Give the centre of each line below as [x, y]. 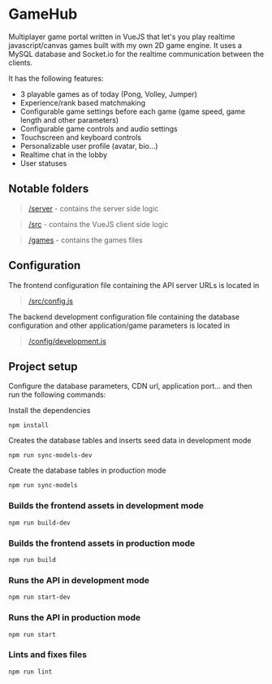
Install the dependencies [50, 411]
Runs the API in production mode [75, 617]
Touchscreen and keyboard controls [81, 137]
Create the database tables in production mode [87, 471]
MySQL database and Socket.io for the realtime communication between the [136, 54]
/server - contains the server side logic [93, 208]
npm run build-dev [39, 523]
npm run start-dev [39, 597]
